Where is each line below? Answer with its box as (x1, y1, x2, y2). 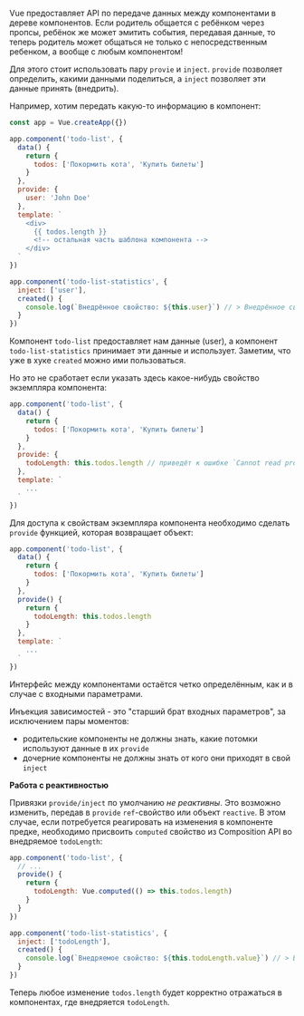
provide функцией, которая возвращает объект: (9, 527, 194, 537)
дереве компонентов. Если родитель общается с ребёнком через (9, 17, 265, 28)
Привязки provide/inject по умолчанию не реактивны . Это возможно (9, 797, 281, 808)
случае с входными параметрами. (9, 688, 143, 699)
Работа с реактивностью (9, 779, 109, 790)
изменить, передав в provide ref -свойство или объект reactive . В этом (9, 807, 287, 818)
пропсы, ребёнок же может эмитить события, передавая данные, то (9, 27, 276, 37)
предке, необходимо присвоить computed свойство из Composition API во (9, 826, 292, 837)
